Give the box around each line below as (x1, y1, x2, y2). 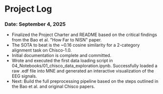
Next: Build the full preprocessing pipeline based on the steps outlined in (11, 78, 159, 84)
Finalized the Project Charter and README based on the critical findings (11, 32, 157, 38)
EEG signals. (11, 73, 37, 79)
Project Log (4, 3, 52, 15)
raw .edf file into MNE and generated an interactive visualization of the (11, 68, 154, 74)
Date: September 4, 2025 (4, 21, 66, 28)
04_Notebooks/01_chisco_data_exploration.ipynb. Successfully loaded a (11, 63, 158, 69)
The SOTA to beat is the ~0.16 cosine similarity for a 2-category (11, 42, 140, 48)
